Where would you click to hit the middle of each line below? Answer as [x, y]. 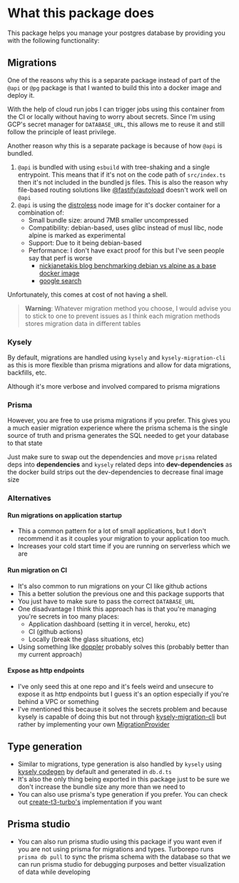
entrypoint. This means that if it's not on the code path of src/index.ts [122, 174]
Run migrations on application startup [65, 515]
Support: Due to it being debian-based [85, 243]
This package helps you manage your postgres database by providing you [117, 33]
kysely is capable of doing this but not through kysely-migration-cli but [122, 716]
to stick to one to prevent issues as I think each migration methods [122, 316]
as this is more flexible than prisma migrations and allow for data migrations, [119, 365]
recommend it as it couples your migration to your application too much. [124, 539]
